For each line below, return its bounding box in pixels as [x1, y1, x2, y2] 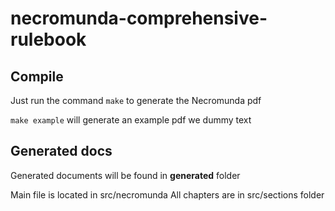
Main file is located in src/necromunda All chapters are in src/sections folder [10, 188, 325, 201]
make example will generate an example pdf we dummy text [10, 114, 252, 126]
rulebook [10, 28, 87, 51]
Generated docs [10, 143, 113, 160]
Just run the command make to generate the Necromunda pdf [10, 95, 262, 106]
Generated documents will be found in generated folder [10, 169, 241, 181]
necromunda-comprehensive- [10, 7, 268, 30]
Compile [10, 68, 64, 85]
